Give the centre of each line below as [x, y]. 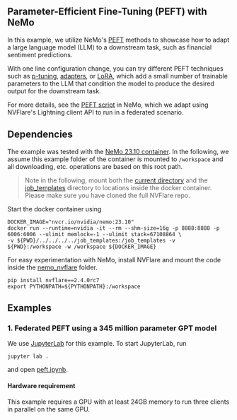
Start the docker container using [54, 209]
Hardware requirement [41, 385]
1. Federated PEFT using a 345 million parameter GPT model [112, 328]
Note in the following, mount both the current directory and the [116, 180]
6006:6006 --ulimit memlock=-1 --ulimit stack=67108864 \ [94, 234]
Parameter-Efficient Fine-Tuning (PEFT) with [107, 12]
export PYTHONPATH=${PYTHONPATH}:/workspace [74, 286]
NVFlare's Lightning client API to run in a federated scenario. [96, 112]
